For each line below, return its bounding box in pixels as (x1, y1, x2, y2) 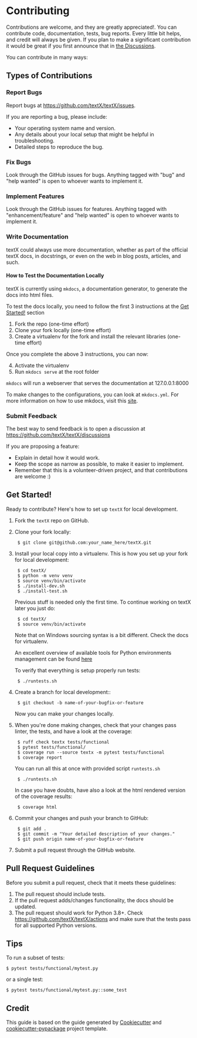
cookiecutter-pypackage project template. (6, 1025, 108, 1032)
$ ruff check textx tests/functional (17, 739, 110, 745)
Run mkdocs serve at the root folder (14, 368, 100, 375)
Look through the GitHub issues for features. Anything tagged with (6, 206, 167, 213)
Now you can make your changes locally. (14, 710, 114, 717)
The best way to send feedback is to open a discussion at (6, 425, 145, 433)
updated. (14, 903, 37, 910)
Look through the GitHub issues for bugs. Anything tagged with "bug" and (6, 171, 185, 178)
